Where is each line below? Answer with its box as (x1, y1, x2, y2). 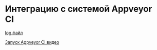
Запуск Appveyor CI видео (5, 39, 59, 45)
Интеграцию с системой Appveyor (5, 3, 152, 15)
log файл (5, 30, 23, 35)
